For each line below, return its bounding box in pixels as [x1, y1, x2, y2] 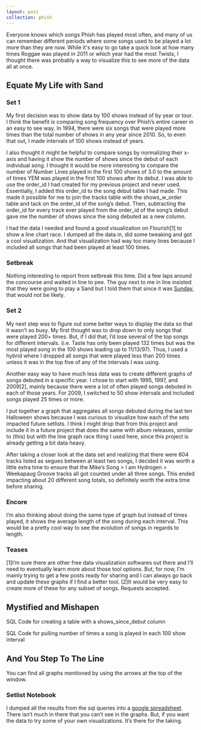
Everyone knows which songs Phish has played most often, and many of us [6, 31, 193, 38]
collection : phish [6, 14, 52, 20]
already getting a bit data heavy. [6, 439, 86, 446]
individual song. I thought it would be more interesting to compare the [6, 162, 179, 169]
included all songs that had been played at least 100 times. [6, 244, 151, 251]
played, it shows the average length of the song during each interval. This [6, 518, 188, 525]
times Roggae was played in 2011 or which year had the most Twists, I [6, 50, 179, 57]
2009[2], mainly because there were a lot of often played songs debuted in [6, 383, 192, 390]
